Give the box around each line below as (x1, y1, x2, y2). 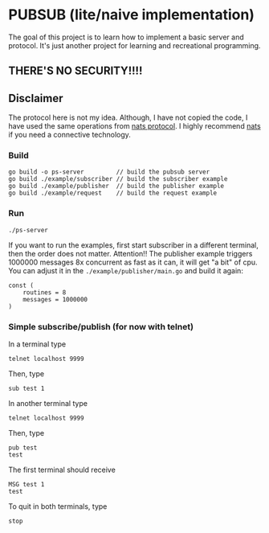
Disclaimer (8, 91, 63, 105)
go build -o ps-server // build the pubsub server (8, 168, 210, 176)
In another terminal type (8, 399, 88, 408)
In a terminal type (8, 339, 67, 349)
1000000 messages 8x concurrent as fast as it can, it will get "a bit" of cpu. (8, 257, 259, 267)
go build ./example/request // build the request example (8, 189, 218, 198)
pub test (8, 444, 38, 452)
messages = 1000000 (22, 295, 88, 303)
